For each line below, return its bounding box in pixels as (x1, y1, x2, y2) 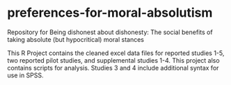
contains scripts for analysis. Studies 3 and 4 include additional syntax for (7, 63, 219, 72)
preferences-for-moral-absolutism (7, 5, 213, 21)
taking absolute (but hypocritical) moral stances (7, 35, 145, 43)
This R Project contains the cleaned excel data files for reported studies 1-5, (7, 49, 225, 57)
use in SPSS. (7, 71, 44, 79)
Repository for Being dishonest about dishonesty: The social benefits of (7, 28, 214, 36)
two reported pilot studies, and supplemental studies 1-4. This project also (7, 56, 221, 64)
